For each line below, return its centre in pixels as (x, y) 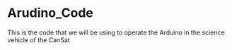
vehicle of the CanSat (39, 39)
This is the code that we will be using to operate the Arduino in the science (116, 32)
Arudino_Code (51, 13)
